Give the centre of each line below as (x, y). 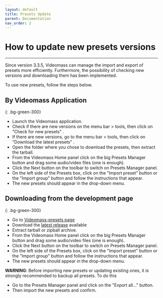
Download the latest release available (49, 225)
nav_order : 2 (18, 23)
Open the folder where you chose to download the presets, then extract (84, 147)
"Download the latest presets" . (43, 142)
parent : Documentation (28, 18)
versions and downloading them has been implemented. (61, 75)
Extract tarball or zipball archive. (44, 230)
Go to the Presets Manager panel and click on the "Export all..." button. (83, 285)
